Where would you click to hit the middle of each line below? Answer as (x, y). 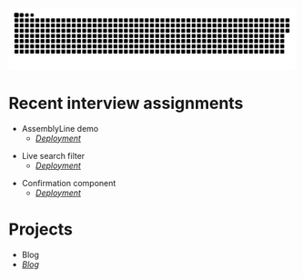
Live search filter (53, 155)
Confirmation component (69, 183)
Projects (41, 229)
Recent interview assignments (126, 103)
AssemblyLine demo (60, 128)
